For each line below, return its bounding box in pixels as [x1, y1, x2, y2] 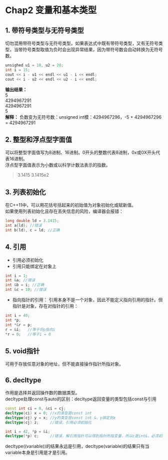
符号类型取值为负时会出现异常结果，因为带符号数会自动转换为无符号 [22, 47, 163, 53]
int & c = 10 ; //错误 [5, 287, 46, 292]
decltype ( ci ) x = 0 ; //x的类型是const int [5, 410, 92, 415]
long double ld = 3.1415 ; [5, 218, 59, 223]
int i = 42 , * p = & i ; [5, 429, 50, 434]
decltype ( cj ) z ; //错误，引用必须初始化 [5, 420, 92, 425]
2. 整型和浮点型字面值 [5, 135, 72, 144]
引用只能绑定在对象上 [12, 263, 56, 269]
